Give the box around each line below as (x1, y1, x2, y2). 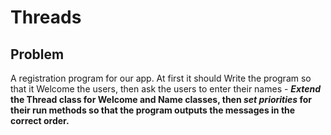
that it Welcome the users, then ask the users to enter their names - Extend (10, 83, 322, 95)
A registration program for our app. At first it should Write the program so (10, 72, 312, 84)
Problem (10, 46, 65, 63)
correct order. (10, 115, 70, 126)
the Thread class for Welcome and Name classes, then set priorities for (10, 94, 313, 105)
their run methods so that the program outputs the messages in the (10, 104, 296, 116)
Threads (10, 6, 82, 29)
